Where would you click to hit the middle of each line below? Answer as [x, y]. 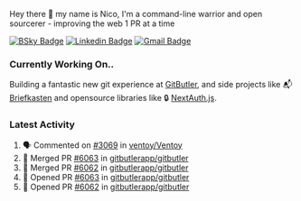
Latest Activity [42, 124]
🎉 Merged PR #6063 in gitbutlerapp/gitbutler [105, 158]
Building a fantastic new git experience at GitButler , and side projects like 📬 [151, 85]
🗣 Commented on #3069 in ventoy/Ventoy [102, 145]
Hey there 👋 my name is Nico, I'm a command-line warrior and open [136, 14]
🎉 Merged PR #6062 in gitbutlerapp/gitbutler [105, 168]
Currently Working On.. [62, 64]
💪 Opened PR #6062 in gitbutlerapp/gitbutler [106, 187]
